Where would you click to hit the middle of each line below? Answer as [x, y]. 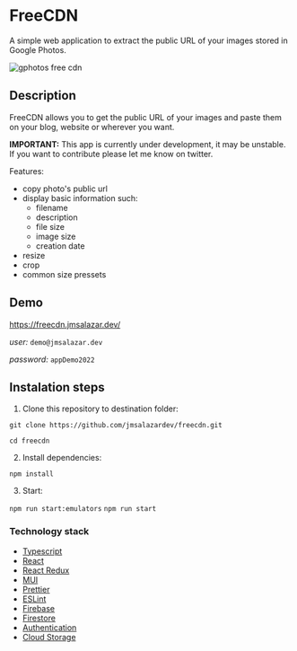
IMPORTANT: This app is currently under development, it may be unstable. [148, 144]
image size [56, 236]
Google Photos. [38, 49]
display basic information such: [80, 198]
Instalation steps [57, 387]
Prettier [36, 589]
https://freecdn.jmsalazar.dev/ [65, 324]
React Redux [46, 570]
